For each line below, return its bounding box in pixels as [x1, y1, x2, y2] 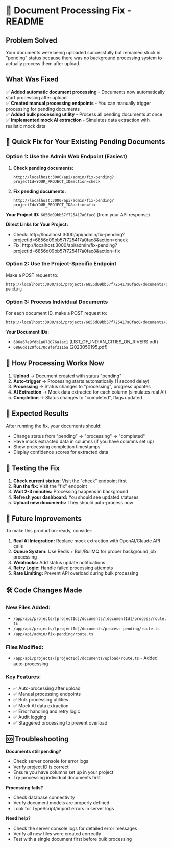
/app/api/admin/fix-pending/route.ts [13, 632, 94, 637]
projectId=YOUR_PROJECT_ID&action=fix [13, 202, 96, 208]
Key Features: [6, 673, 41, 680]
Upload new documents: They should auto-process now [13, 499, 133, 505]
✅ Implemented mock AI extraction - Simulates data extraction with [6, 117, 150, 123]
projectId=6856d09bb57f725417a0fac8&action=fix [13, 247, 120, 254]
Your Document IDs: [6, 329, 50, 335]
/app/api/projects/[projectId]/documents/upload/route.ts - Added [13, 655, 158, 662]
